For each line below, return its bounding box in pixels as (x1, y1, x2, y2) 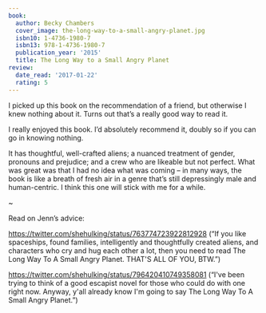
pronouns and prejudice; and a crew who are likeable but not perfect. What (8, 156, 256, 166)
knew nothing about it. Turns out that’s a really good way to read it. (8, 109, 228, 118)
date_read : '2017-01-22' (15, 71, 98, 79)
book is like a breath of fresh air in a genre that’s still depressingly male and (8, 173, 257, 184)
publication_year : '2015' (15, 49, 102, 57)
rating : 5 (15, 78, 48, 86)
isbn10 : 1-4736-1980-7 (15, 34, 91, 42)
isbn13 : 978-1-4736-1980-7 (15, 42, 105, 50)
